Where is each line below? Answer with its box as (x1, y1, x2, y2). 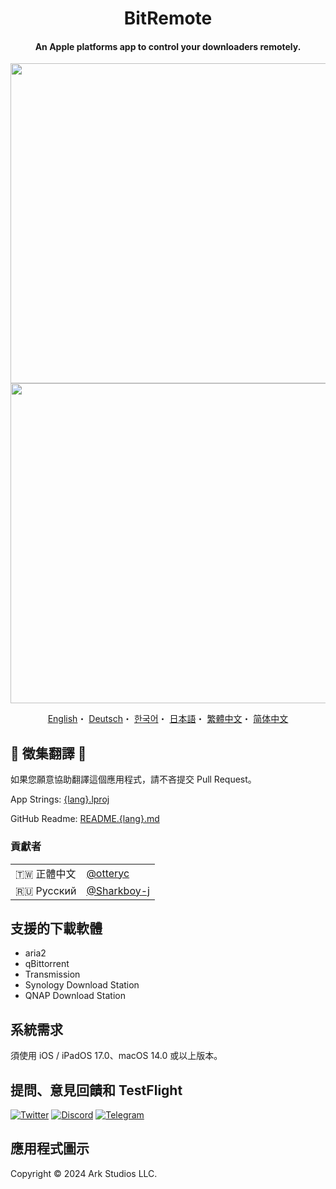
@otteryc (86, 866, 130, 880)
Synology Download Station (24, 979, 140, 991)
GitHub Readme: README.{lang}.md (10, 813, 160, 825)
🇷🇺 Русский (15, 883, 77, 897)
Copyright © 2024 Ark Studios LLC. (10, 1167, 158, 1179)
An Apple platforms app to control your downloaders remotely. (34, 40, 302, 52)
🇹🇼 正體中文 (15, 867, 77, 881)
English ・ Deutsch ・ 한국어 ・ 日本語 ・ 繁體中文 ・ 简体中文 (47, 713, 289, 725)
